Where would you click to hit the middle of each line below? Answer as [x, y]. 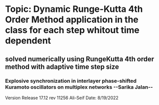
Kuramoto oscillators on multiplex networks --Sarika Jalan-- [79, 87]
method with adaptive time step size [62, 67]
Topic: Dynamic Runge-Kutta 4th [74, 9]
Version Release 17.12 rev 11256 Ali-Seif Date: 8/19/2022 [62, 98]
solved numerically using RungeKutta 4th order [80, 59]
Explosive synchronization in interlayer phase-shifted [71, 81]
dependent [28, 41]
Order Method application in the [72, 20]
